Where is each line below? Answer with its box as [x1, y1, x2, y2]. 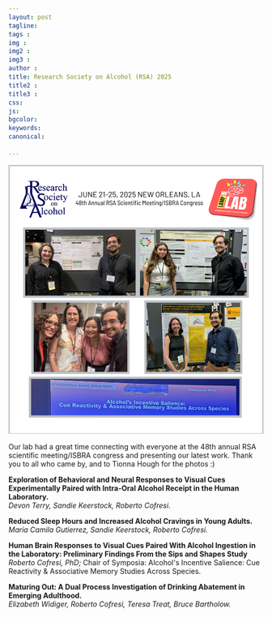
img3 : [8, 56, 31, 64]
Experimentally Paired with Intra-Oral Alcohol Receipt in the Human [8, 483, 240, 493]
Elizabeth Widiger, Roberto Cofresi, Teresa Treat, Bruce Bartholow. [8, 599, 232, 609]
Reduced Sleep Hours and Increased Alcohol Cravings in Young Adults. [8, 516, 253, 526]
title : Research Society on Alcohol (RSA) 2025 [8, 73, 172, 81]
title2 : [8, 81, 38, 89]
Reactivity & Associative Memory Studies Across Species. [8, 566, 202, 576]
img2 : [8, 47, 31, 56]
